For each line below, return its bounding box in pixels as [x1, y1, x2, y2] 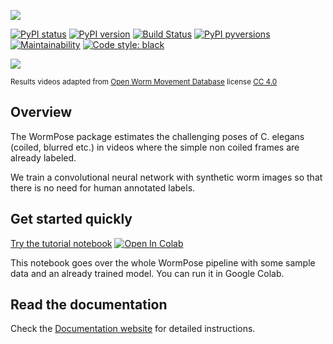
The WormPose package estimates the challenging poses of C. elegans [10, 130, 305, 142]
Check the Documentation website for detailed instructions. [10, 323, 256, 335]
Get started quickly [10, 211, 133, 228]
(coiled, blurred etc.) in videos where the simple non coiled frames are [10, 141, 300, 153]
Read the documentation [10, 296, 168, 314]
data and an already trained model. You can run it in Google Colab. [10, 267, 285, 279]
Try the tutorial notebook [10, 237, 113, 249]
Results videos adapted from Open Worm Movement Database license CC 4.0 [10, 77, 278, 87]
